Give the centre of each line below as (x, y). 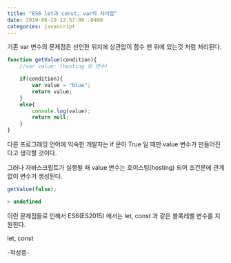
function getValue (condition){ (52, 60)
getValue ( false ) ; (32, 189)
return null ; (51, 117)
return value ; (52, 91)
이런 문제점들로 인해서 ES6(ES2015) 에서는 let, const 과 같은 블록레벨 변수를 (110, 215)
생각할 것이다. (38, 153)
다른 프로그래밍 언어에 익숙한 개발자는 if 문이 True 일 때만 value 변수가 (102, 144)
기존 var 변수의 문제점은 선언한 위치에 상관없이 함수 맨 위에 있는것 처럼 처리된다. (114, 47)
